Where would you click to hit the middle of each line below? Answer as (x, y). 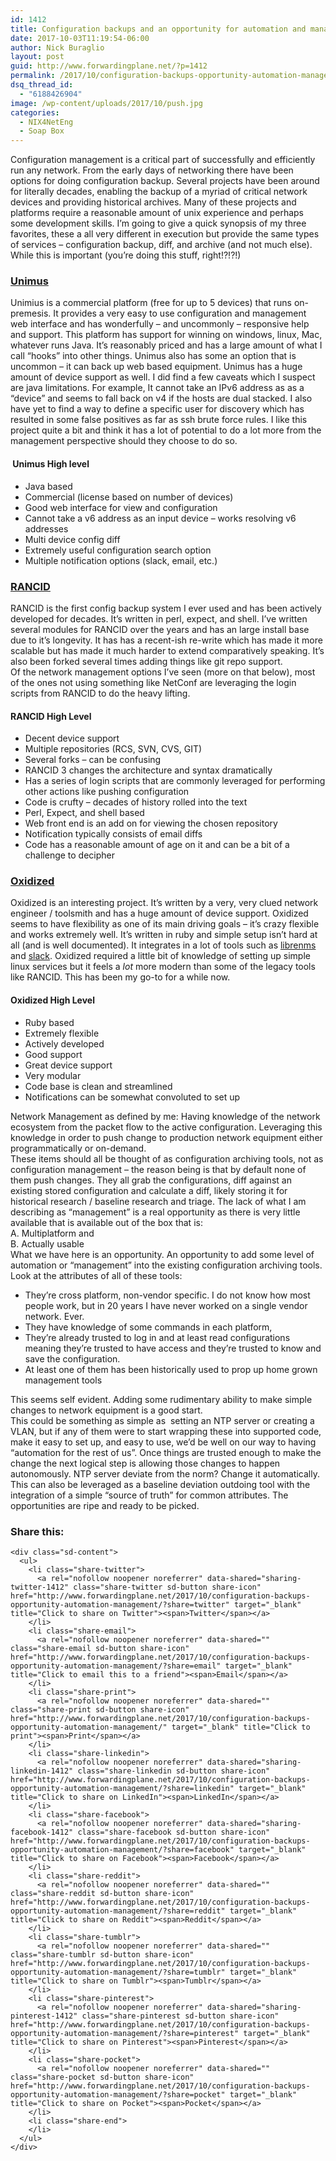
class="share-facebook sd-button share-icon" (174, 1832)
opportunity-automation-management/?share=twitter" (120, 1604)
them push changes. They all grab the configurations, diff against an (151, 1180)
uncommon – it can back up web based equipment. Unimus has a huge (156, 367)
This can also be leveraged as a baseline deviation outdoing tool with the (160, 1484)
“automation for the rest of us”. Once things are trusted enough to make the (166, 1452)
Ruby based (49, 1022)
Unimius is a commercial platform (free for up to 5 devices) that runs (151, 303)
